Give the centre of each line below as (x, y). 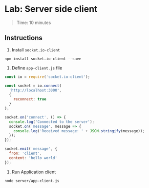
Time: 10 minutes (34, 23)
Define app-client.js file (37, 68)
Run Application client (34, 172)
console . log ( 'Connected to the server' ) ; (52, 122)
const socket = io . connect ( (33, 86)
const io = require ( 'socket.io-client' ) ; (47, 77)
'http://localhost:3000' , (35, 90)
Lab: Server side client (51, 9)
